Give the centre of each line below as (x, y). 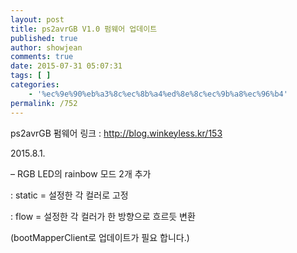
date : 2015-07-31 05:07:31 (66, 66)
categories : (35, 85)
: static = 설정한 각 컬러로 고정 (69, 195)
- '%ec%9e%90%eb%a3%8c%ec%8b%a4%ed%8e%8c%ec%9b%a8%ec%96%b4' (158, 94)
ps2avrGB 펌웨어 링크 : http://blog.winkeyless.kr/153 (116, 133)
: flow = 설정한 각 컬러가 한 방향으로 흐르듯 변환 (103, 216)
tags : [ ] (31, 76)
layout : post (37, 19)
